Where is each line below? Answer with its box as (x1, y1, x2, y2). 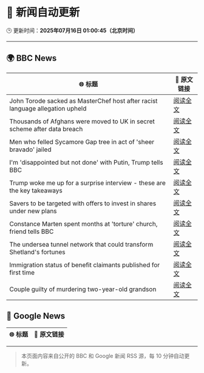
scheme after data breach (9, 125, 83, 133)
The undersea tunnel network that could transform (9, 240, 154, 248)
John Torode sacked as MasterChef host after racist (9, 97, 158, 105)
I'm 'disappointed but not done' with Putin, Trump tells (9, 158, 163, 166)
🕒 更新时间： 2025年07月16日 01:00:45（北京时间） (6, 27, 138, 34)
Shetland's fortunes (9, 247, 66, 256)
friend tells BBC (9, 227, 54, 236)
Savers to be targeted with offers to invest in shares (9, 199, 157, 207)
